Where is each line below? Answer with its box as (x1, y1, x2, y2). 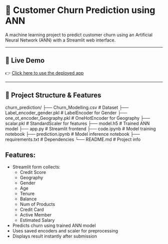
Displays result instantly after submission (12, 233, 97, 239)
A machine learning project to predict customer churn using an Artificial (5, 32, 153, 38)
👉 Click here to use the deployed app (5, 70, 84, 76)
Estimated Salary (19, 217, 55, 223)
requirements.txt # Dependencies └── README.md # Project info (5, 136, 141, 142)
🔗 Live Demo (5, 56, 45, 65)
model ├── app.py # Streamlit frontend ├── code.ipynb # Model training (5, 125, 156, 132)
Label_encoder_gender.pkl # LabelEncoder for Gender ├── (5, 110, 127, 116)
